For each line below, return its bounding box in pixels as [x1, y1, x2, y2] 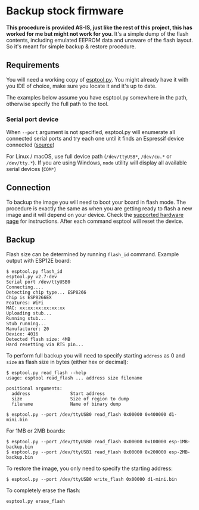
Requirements [6, 60, 60, 70]
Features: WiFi [6, 300, 44, 306]
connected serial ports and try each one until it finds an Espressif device [6, 135, 184, 142]
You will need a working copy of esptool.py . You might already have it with [6, 76, 189, 83]
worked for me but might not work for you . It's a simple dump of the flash [6, 30, 189, 37]
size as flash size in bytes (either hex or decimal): [6, 358, 128, 365]
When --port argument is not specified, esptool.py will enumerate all [6, 129, 175, 136]
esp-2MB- [169, 449, 191, 455]
